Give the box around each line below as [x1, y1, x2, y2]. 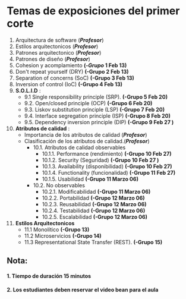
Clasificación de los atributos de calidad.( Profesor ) [24, 137, 150, 144]
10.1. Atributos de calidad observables [33, 144, 126, 151]
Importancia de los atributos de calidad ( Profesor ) [24, 131, 147, 138]
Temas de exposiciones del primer [7, 4, 180, 18]
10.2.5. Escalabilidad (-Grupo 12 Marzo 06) [42, 213, 148, 221]
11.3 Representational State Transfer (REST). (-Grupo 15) [24, 238, 163, 246]
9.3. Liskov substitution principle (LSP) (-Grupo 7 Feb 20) [24, 106, 165, 113]
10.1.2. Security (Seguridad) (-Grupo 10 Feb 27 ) [42, 156, 159, 163]
